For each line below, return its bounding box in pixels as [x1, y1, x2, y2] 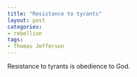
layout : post [7, 17, 46, 24]
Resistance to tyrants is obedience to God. [7, 62, 131, 70]
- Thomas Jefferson [7, 43, 65, 50]
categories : [7, 23, 42, 30]
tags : [7, 36, 23, 43]
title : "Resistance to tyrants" [7, 10, 102, 17]
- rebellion [7, 29, 42, 37]
